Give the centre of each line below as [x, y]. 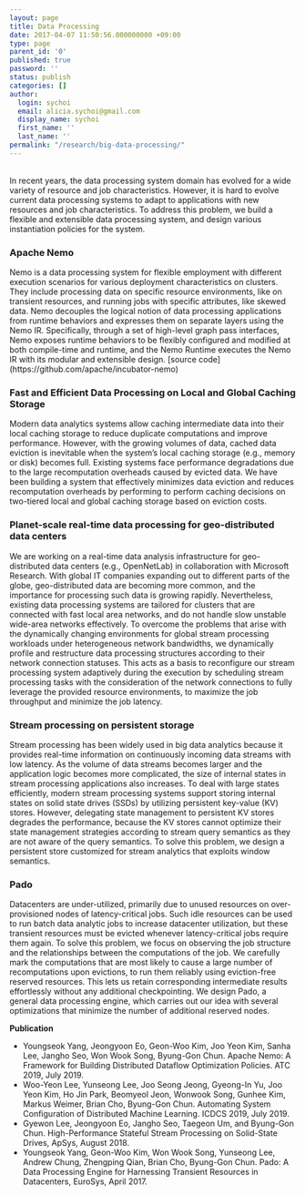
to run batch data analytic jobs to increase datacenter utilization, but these [149, 924]
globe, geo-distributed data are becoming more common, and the [132, 585]
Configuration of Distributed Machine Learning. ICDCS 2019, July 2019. [156, 1114]
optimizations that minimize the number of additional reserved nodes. [140, 1011]
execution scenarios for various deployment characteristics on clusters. [144, 282]
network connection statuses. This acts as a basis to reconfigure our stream [152, 662]
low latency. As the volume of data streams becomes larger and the [136, 764]
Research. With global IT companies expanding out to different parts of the [150, 576]
